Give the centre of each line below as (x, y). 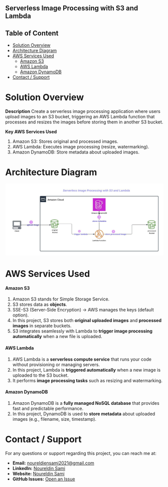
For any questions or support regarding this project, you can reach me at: (81, 453)
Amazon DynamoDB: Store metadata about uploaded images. (76, 152)
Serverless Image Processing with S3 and (72, 8)
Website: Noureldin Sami (38, 473)
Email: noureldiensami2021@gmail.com (53, 463)
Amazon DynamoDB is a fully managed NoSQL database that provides (86, 403)
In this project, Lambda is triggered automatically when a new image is (87, 370)
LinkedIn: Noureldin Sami (39, 468)
